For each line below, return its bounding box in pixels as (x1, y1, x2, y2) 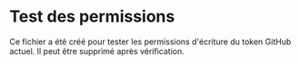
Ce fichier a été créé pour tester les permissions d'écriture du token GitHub (9, 36, 292, 47)
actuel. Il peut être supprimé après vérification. (9, 45, 185, 56)
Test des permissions (9, 6, 175, 27)
